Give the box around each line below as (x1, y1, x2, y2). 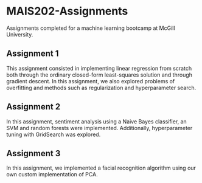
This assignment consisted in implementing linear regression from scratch (6, 64, 192, 72)
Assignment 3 (6, 148, 61, 159)
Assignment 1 (6, 49, 59, 59)
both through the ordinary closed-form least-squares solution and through (6, 71, 193, 78)
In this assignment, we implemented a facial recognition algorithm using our (6, 164, 197, 171)
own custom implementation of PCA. (6, 171, 99, 178)
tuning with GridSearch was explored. (6, 131, 101, 138)
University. (6, 30, 33, 38)
